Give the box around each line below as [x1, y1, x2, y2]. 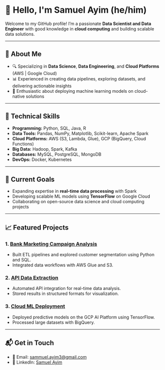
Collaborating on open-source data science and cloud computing [12, 199, 145, 205]
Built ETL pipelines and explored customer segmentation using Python [12, 252, 155, 258]
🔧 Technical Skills [5, 112, 60, 121]
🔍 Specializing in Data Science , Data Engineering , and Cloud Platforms [12, 63, 160, 69]
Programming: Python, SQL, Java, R [12, 125, 86, 131]
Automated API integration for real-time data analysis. [12, 286, 121, 291]
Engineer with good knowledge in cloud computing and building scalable [5, 26, 155, 31]
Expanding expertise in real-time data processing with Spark [12, 188, 137, 194]
